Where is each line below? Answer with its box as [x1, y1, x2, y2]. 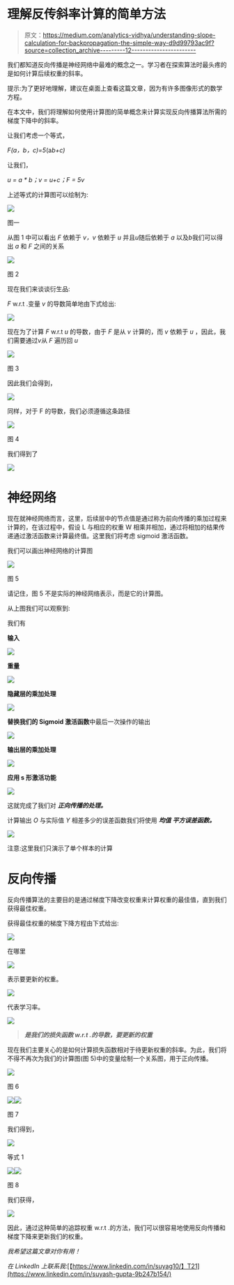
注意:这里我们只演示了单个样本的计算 [7, 844, 114, 852]
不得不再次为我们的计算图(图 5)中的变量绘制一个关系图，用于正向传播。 [7, 1054, 212, 1062]
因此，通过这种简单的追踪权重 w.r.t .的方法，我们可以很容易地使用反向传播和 [7, 1223, 226, 1232]
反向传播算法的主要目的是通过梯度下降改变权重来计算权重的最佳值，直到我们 [7, 895, 227, 904]
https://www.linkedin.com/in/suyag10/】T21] [72, 1261, 200, 1270]
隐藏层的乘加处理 [7, 689, 56, 698]
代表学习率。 [7, 1002, 44, 1011]
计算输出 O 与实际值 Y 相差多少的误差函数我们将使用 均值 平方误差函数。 [7, 816, 216, 824]
